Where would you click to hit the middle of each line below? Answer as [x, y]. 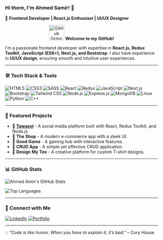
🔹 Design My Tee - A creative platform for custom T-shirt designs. [78, 152]
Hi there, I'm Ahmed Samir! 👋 [40, 8]
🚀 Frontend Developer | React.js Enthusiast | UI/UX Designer [67, 18]
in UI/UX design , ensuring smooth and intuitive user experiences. [70, 58]
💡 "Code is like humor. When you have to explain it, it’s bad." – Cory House [80, 233]
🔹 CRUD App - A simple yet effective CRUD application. [68, 146]
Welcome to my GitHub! [90, 39]
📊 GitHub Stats [24, 169]
